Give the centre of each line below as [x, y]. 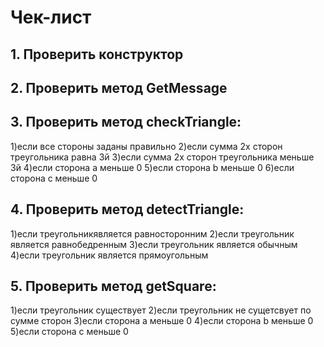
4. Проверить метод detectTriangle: [127, 209]
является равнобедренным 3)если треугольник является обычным [154, 244]
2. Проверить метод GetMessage [119, 87]
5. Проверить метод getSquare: [113, 286]
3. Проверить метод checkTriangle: [126, 122]
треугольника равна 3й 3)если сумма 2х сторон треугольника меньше [162, 157]
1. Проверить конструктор [97, 54]
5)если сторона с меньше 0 [69, 332]
